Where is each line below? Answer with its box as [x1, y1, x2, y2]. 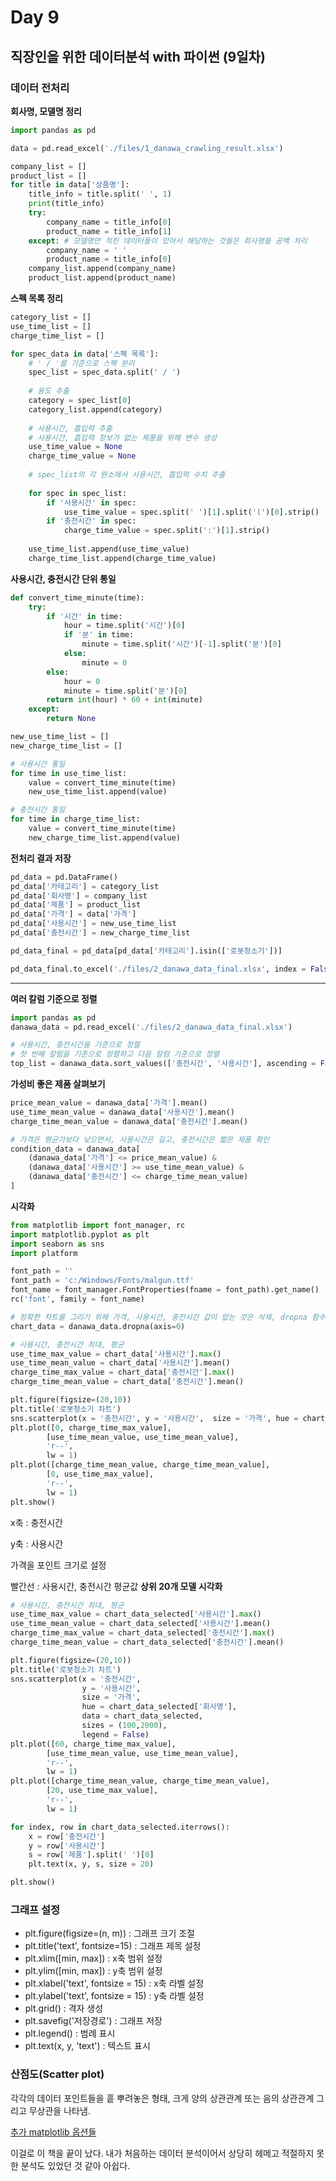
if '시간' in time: [46, 611, 123, 621]
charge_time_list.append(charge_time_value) [28, 553, 217, 563]
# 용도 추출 [28, 386, 70, 396]
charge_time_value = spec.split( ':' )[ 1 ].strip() [63, 526, 271, 536]
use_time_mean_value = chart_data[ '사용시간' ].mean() [10, 1358, 231, 1368]
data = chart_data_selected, [81, 1711, 203, 1721]
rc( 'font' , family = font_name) [10, 1294, 145, 1304]
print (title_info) [28, 199, 105, 209]
